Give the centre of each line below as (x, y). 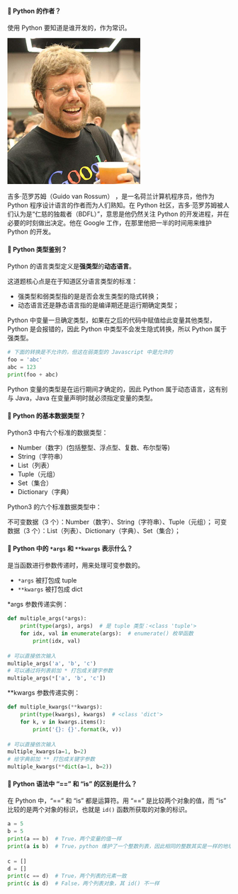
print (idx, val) (57, 641)
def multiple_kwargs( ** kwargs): (55, 707)
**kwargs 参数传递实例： (44, 693)
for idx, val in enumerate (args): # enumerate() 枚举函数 (107, 634)
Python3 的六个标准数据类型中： (55, 507)
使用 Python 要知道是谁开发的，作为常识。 (69, 28)
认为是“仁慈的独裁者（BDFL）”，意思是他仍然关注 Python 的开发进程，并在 (121, 214)
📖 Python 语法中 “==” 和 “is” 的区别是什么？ (72, 784)
